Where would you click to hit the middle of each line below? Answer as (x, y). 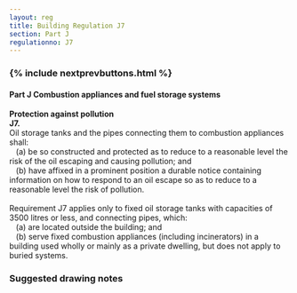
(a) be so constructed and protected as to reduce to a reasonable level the (152, 152)
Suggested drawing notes (66, 279)
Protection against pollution (61, 114)
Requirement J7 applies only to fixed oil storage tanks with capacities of (141, 209)
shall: (19, 142)
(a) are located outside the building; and (89, 227)
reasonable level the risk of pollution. (77, 190)
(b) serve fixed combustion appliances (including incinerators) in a (137, 237)
